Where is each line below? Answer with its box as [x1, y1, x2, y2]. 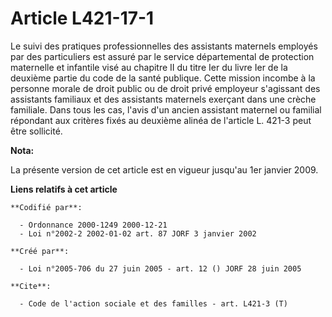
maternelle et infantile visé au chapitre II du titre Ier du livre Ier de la [10, 61, 288, 73]
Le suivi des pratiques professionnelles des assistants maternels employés [10, 40, 318, 52]
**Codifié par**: [10, 202, 83, 212]
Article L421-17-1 [10, 7, 155, 30]
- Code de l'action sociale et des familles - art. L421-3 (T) [19, 298, 288, 309]
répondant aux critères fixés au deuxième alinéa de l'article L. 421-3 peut [10, 114, 312, 126]
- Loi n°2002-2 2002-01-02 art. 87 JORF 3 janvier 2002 [19, 228, 257, 239]
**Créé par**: [10, 246, 70, 256]
